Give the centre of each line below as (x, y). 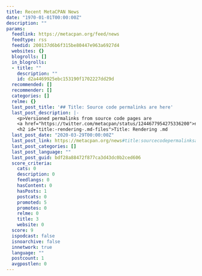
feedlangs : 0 (33, 180)
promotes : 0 (32, 208)
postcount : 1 (28, 259)
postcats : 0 (32, 196)
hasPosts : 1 (32, 191)
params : (16, 29)
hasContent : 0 (35, 186)
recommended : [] (32, 85)
